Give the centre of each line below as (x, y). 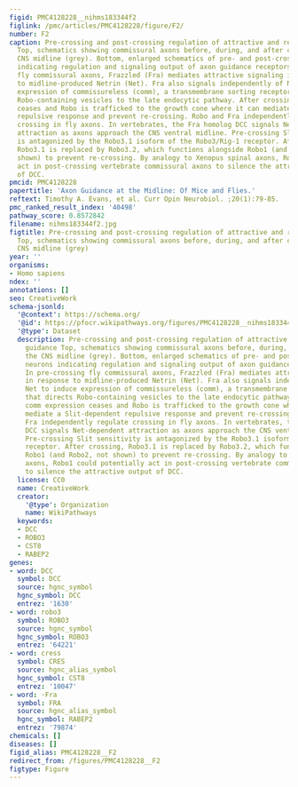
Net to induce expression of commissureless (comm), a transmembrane (157, 389)
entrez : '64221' (47, 645)
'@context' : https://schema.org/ (79, 315)
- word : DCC (31, 571)
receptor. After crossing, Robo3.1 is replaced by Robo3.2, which (150, 447)
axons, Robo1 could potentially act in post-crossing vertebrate (149, 464)
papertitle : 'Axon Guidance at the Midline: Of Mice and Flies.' (132, 191)
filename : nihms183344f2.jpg (63, 224)
